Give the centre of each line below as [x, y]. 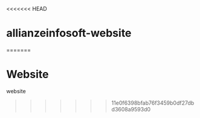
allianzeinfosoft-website [69, 33]
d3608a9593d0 [131, 109]
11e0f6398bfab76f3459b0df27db [153, 103]
